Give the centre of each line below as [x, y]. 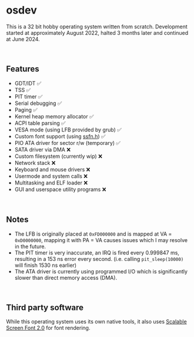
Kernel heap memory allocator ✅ [54, 116]
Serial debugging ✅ [38, 103]
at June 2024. [23, 39]
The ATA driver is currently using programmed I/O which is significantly [101, 271]
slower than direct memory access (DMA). [66, 277]
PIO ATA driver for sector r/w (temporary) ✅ [67, 143]
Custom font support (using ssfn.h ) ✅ [60, 136]
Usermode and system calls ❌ [51, 176]
